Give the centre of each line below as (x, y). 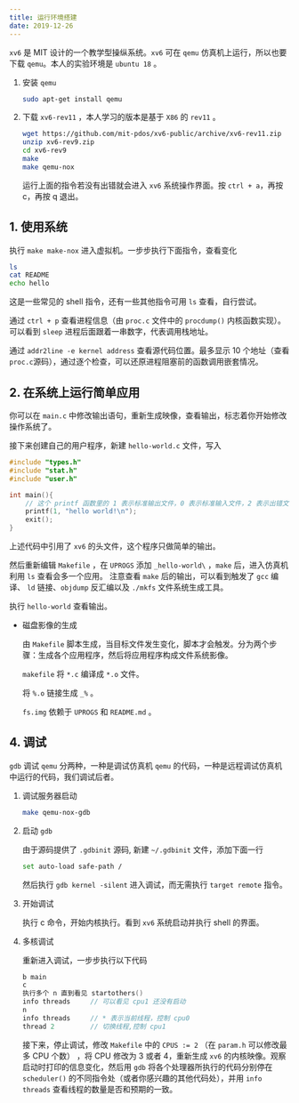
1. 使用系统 (39, 227)
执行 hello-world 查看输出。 (61, 606)
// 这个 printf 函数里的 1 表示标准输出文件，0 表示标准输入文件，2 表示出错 (154, 503)
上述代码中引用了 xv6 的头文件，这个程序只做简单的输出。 (115, 546)
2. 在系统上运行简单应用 (75, 392)
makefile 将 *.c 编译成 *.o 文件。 (83, 674)
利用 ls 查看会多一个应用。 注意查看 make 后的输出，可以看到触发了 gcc (139, 576)
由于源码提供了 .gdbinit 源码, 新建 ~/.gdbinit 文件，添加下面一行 (143, 849)
